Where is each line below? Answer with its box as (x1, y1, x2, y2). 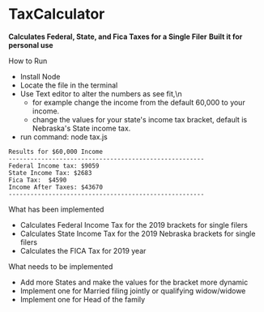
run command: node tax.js (19, 131, 108, 142)
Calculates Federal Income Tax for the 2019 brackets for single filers (19, 220, 249, 229)
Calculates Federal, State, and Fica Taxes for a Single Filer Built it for (8, 32, 243, 41)
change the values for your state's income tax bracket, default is (32, 114, 248, 124)
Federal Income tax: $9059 (8, 161, 100, 170)
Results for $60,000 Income (8, 147, 104, 156)
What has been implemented (8, 204, 104, 214)
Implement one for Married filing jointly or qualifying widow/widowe (19, 285, 246, 296)
